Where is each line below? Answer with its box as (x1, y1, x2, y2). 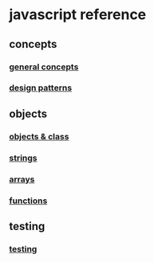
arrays (9, 174, 35, 185)
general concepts (9, 61, 79, 72)
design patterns (9, 82, 73, 93)
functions (9, 195, 48, 206)
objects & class (9, 131, 69, 142)
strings (9, 152, 38, 163)
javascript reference (9, 6, 147, 24)
